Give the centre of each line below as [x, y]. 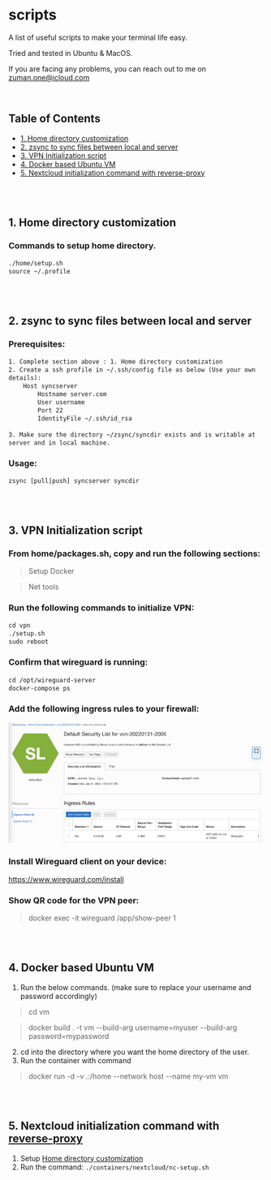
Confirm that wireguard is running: [78, 662]
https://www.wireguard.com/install [66, 879]
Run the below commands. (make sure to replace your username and [135, 987]
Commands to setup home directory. [82, 246]
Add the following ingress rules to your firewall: [104, 708]
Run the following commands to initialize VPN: [101, 608]
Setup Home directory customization [82, 1158]
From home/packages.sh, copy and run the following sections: [135, 553]
